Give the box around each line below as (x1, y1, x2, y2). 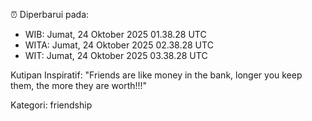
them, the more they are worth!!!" (10, 80, 148, 91)
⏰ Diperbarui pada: (10, 9, 90, 20)
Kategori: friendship (10, 99, 93, 111)
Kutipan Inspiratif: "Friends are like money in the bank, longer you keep (10, 69, 303, 81)
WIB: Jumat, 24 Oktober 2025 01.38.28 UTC (24, 29, 207, 40)
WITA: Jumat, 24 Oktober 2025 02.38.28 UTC (24, 39, 214, 51)
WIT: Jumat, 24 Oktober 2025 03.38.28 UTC (24, 50, 208, 61)
